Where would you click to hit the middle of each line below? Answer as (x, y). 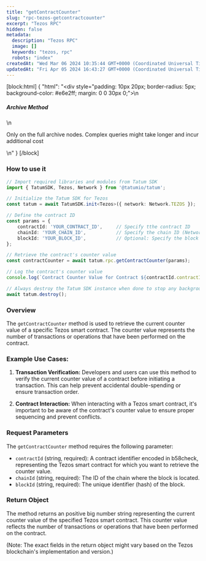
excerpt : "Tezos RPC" (34, 23)
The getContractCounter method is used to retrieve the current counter (96, 323)
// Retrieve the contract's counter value (61, 255)
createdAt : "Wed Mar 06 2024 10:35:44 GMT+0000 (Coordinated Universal (100, 63)
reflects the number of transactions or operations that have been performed (102, 527)
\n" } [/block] (23, 153)
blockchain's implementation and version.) (60, 551)
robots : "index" (32, 58)
